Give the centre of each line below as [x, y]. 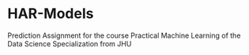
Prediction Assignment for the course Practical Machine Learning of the [124, 35]
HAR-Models [51, 14]
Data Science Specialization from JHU [70, 43]
